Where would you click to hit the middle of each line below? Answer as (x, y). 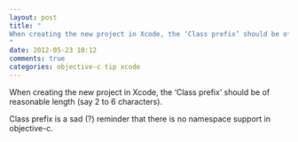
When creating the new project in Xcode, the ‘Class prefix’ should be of (140, 92)
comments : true (37, 59)
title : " (25, 26)
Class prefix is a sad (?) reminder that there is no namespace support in (140, 118)
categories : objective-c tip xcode (75, 67)
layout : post (33, 17)
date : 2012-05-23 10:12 (53, 51)
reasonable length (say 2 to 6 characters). (86, 101)
